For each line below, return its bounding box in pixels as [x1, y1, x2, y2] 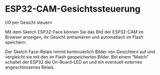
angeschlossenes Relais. [5, 64, 55, 70]
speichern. [5, 39, 27, 45]
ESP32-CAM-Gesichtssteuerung [5, 3, 140, 15]
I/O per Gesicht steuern [5, 19, 52, 25]
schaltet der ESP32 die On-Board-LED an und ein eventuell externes [5, 59, 142, 65]
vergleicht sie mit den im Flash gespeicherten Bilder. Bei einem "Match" [5, 54, 149, 59]
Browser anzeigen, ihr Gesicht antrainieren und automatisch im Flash [5, 34, 143, 40]
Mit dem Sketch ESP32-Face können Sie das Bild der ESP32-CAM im [5, 29, 144, 35]
